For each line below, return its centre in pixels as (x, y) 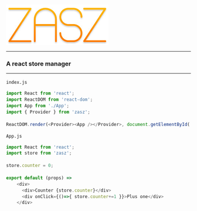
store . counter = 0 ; (30, 166)
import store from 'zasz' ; (39, 153)
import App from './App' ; (38, 106)
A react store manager (39, 63)
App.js (14, 136)
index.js (17, 83)
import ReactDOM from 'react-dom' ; (50, 100)
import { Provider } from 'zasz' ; (48, 112)
